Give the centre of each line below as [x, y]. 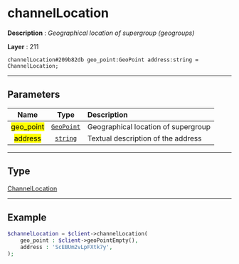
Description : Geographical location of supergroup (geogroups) [101, 33]
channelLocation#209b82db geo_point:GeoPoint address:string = [103, 60]
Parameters [34, 95]
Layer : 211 [23, 46]
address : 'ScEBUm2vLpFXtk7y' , [67, 248]
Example [27, 217]
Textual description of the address [145, 138]
